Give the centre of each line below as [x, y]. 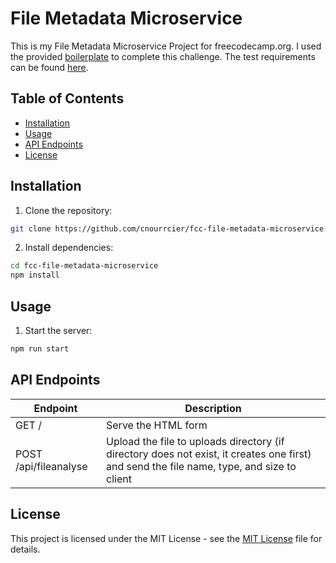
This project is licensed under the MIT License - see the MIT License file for [166, 538]
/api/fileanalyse [51, 466]
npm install [35, 275]
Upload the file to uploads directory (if [195, 441]
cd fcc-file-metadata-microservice [84, 266]
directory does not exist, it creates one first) [209, 454]
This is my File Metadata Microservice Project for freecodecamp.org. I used [166, 46]
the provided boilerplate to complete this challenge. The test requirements [163, 56]
